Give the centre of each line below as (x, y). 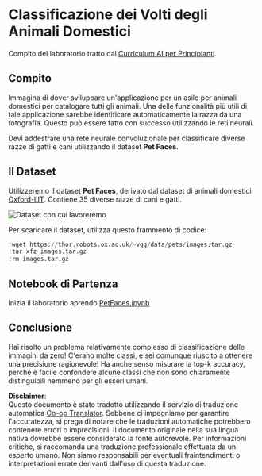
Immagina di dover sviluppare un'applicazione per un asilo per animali (122, 98)
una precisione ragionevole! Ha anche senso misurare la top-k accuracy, (127, 363)
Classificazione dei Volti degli (108, 15)
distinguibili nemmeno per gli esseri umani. (78, 380)
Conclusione (40, 328)
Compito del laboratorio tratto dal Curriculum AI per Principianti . (112, 53)
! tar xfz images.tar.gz (48, 251)
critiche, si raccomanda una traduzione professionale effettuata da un (122, 447)
